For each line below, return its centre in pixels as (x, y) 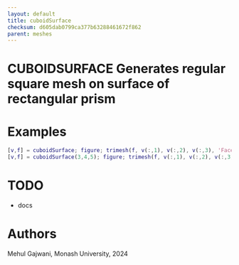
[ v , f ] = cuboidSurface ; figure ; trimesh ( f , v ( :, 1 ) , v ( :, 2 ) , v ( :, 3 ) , (111, 151)
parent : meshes (30, 34)
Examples (37, 131)
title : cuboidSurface (39, 21)
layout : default (31, 14)
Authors (32, 234)
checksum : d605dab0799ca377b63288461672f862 (74, 27)
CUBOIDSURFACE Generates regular (117, 69)
